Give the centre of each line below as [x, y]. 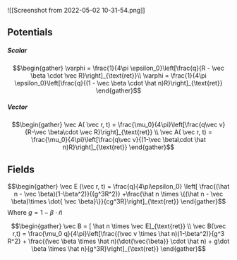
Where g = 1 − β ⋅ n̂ [35, 213]
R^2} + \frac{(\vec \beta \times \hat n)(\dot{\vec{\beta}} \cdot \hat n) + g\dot [119, 241]
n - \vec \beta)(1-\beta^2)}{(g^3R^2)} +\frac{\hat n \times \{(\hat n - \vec [119, 194]
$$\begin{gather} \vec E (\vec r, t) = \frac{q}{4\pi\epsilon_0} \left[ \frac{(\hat [119, 187]
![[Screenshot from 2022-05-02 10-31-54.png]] [77, 10]
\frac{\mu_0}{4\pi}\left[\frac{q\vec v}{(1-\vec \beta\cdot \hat [119, 140]
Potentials [30, 32]
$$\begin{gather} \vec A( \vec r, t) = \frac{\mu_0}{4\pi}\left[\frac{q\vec [115, 125]
